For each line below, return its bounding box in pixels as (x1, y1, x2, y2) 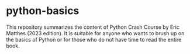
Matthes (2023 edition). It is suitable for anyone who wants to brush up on (6, 29, 185, 36)
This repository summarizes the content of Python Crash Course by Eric (6, 23, 179, 31)
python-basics (6, 4, 80, 18)
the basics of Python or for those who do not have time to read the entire (6, 36, 182, 43)
